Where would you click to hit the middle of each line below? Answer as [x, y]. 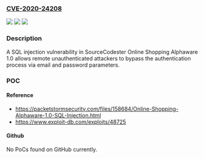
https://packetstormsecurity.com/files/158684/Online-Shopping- [97, 109]
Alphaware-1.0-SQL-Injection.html [58, 115]
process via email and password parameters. [63, 65]
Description [24, 39]
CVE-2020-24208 [34, 9]
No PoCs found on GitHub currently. [52, 149]
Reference [20, 95]
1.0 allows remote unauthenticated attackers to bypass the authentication [99, 58]
